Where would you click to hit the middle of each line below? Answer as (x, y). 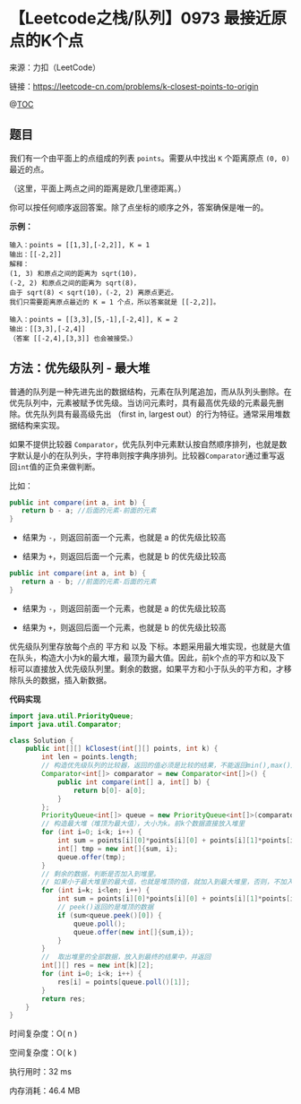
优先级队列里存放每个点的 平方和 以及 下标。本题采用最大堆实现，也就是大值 (150, 646)
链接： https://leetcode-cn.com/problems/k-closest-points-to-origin (134, 86)
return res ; (64, 999)
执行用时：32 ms (40, 1072)
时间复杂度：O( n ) (43, 1034)
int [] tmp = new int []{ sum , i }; (117, 849)
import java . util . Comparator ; (66, 724)
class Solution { (42, 740)
